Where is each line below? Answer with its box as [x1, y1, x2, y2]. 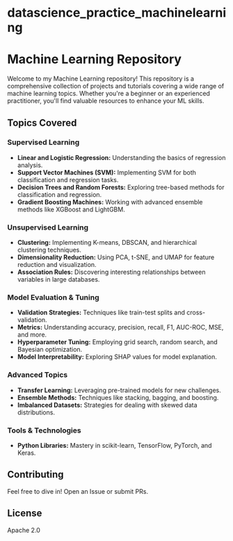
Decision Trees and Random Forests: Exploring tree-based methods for [17, 183, 225, 191]
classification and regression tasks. [17, 175, 119, 184]
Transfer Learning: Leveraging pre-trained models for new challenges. [17, 386, 221, 394]
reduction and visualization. [17, 261, 97, 269]
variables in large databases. [17, 275, 100, 284]
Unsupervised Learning [7, 223, 89, 232]
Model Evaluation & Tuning [7, 293, 99, 302]
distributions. [17, 408, 56, 417]
